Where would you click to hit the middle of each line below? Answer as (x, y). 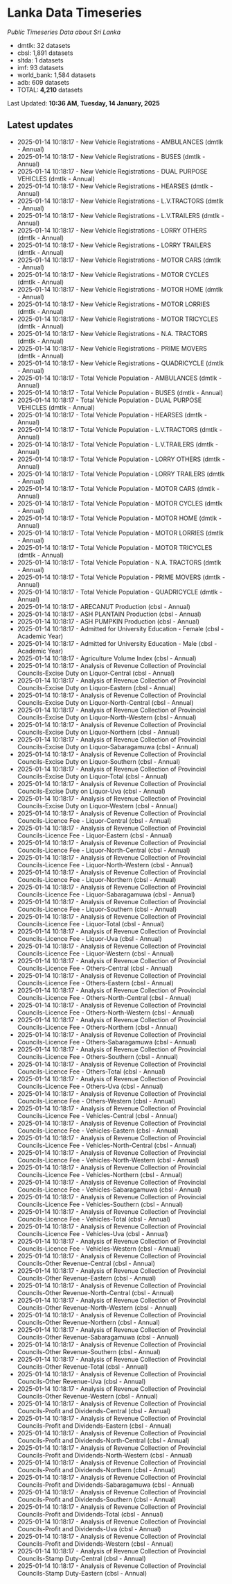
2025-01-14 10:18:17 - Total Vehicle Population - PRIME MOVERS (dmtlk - (121, 577)
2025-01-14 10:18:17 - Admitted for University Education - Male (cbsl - (117, 643)
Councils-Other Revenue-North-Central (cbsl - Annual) (96, 1292)
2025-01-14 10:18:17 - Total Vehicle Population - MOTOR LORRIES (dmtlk (120, 533)
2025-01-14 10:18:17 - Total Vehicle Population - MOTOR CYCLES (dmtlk (120, 503)
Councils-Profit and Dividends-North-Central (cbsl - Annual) (103, 1440)
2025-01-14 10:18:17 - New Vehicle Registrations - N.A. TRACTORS (112, 333)
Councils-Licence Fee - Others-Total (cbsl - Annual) (91, 1072)
